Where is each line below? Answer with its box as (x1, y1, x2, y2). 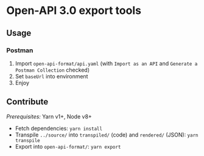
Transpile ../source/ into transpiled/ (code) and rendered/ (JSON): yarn (15, 131, 199, 138)
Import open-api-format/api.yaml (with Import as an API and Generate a (15, 59, 198, 67)
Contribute (6, 97, 49, 107)
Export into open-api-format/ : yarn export (15, 143, 121, 150)
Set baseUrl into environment (15, 72, 88, 80)
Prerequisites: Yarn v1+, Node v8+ (6, 113, 93, 120)
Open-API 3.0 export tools (6, 4, 142, 18)
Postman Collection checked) (15, 66, 90, 73)
